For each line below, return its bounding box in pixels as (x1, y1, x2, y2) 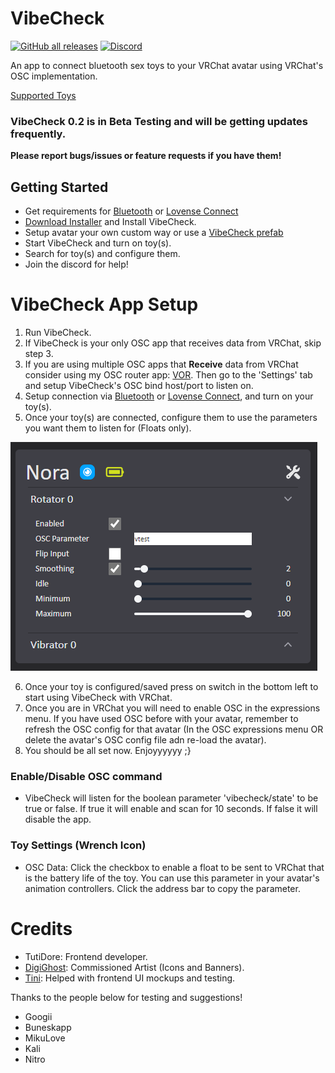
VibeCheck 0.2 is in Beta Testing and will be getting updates (10, 114, 308, 128)
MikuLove (24, 1032, 66, 1044)
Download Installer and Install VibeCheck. (24, 216, 197, 228)
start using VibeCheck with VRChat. (24, 691, 173, 703)
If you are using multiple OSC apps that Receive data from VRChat (24, 358, 299, 370)
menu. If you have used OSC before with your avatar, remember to (24, 712, 299, 724)
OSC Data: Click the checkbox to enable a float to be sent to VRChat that (24, 861, 325, 873)
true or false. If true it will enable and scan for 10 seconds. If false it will (24, 803, 318, 815)
